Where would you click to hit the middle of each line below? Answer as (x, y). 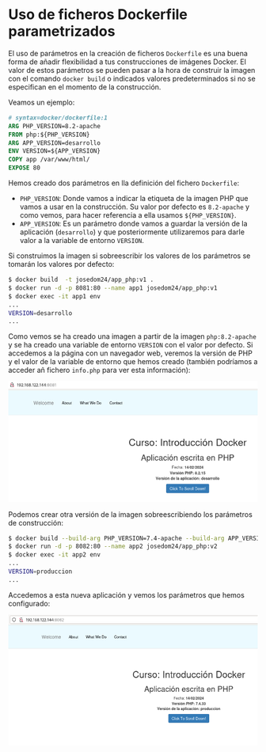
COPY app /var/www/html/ (49, 160)
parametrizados (62, 31)
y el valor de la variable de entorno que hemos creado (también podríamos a (133, 362)
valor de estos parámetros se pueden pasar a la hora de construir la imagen (132, 70)
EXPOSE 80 (25, 168)
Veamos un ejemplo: (42, 102)
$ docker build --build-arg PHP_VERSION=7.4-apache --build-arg (116, 538)
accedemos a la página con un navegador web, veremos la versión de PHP (131, 353)
